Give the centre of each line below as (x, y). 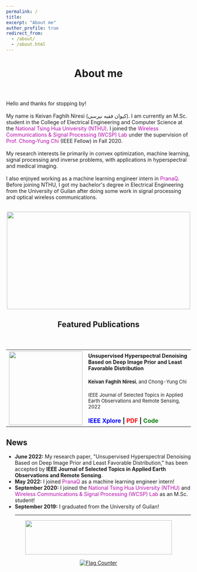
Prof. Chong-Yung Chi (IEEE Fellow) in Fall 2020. (64, 141)
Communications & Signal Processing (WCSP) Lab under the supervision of (97, 135)
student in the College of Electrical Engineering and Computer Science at (94, 122)
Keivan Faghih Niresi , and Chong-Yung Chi (137, 381)
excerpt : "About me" (31, 22)
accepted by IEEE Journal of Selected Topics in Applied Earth (90, 469)
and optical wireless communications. (52, 197)
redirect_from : (25, 34)
